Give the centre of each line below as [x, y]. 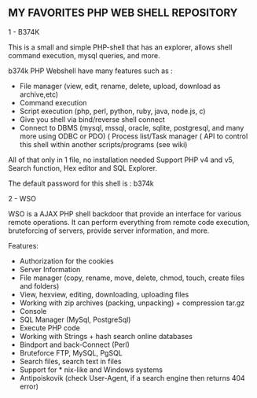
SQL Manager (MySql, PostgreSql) [75, 319]
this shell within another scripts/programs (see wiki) [103, 144]
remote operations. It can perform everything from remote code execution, [129, 222]
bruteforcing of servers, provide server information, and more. [109, 230]
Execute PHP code [50, 328]
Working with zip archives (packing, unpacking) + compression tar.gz [132, 303]
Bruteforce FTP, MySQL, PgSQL [71, 352]
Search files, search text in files [70, 361]
